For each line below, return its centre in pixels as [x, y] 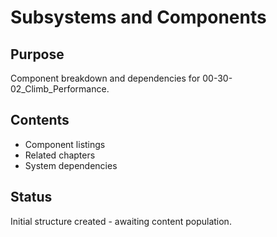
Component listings [65, 144]
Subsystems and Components [138, 17]
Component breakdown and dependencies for [105, 78]
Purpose [37, 54]
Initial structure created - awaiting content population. [121, 221]
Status [31, 197]
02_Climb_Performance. [60, 89]
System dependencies [71, 165]
